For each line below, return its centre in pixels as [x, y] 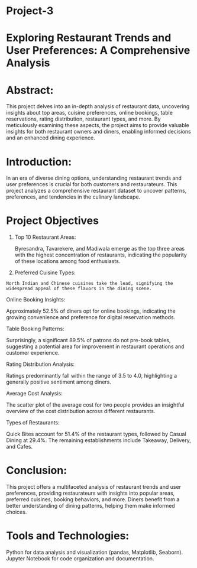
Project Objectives [53, 221]
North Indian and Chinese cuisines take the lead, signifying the [90, 284]
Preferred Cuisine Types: [45, 272]
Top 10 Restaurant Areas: [45, 237]
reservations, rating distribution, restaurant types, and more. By [83, 119]
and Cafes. [20, 447]
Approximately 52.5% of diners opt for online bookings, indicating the [91, 311]
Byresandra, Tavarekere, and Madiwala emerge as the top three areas [100, 249]
